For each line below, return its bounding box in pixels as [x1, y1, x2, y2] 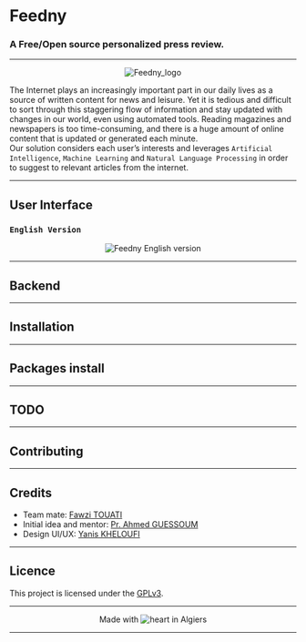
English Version [9, 224, 82, 235]
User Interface [9, 197, 94, 212]
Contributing [9, 443, 84, 459]
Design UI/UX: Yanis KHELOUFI [22, 529, 141, 540]
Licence [9, 564, 56, 579]
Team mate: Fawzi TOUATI [22, 509, 123, 520]
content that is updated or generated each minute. [9, 133, 199, 144]
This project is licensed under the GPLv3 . [9, 587, 164, 598]
